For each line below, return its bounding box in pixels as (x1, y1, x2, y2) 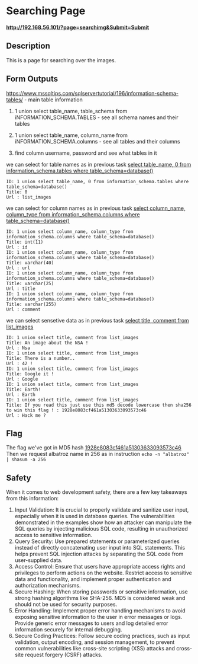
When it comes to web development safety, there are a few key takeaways (6, 489, 187, 496)
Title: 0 (6, 189, 28, 195)
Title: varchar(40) (6, 260, 54, 266)
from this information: (6, 495, 59, 502)
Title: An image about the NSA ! (6, 340, 89, 346)
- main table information (24, 96, 83, 103)
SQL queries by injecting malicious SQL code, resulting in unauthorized (14, 525, 188, 532)
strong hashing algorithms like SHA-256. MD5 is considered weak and (14, 595, 186, 602)
